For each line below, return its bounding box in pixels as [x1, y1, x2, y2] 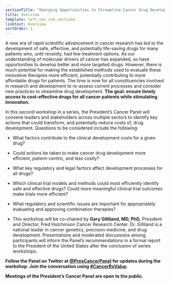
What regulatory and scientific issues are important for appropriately [12, 201, 156, 207]
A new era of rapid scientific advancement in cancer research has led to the [5, 40, 163, 46]
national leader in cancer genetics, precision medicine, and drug [12, 227, 147, 233]
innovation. [5, 99, 30, 105]
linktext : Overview [5, 21, 47, 27]
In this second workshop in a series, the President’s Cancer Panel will [5, 109, 150, 115]
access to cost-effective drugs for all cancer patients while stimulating [5, 94, 158, 100]
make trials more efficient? [12, 191, 68, 197]
